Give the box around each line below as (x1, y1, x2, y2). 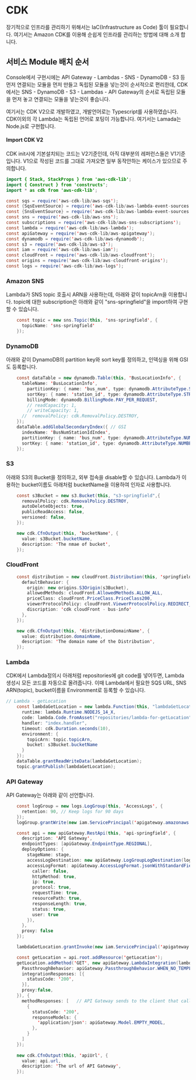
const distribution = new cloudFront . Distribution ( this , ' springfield (16, 574, 192, 580)
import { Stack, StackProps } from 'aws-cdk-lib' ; (6, 176, 132, 182)
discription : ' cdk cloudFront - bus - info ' (27, 607, 132, 613)
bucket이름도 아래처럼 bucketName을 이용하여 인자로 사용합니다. (21, 481, 171, 488)
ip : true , (32, 879, 57, 885)
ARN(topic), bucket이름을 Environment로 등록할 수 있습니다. (6, 687, 146, 694)
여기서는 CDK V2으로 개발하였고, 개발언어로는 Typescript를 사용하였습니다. (6, 108, 178, 115)
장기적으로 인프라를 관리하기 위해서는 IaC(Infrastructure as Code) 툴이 (6, 23, 169, 30)
